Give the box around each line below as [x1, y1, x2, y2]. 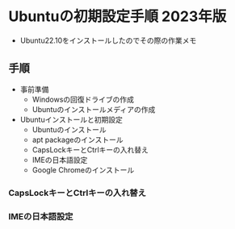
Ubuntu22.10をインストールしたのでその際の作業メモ [19, 35, 197, 45]
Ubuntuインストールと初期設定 [19, 114, 123, 124]
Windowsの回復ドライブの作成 [31, 94, 135, 104]
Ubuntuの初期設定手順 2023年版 [8, 7, 227, 26]
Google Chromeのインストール [31, 164, 135, 174]
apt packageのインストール [31, 135, 124, 144]
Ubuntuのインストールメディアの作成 [31, 104, 156, 114]
